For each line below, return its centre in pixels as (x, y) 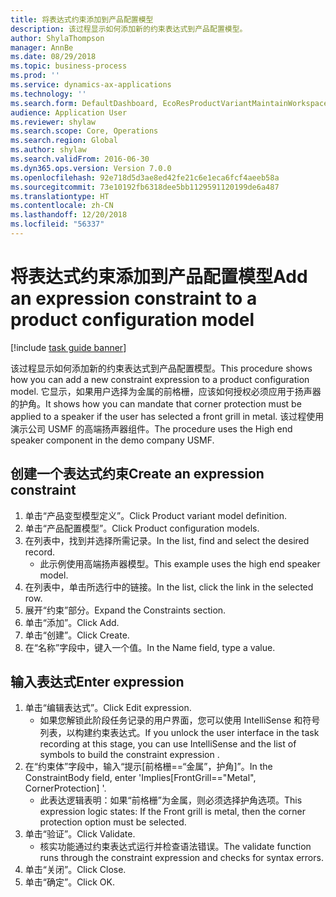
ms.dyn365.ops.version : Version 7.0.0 (91, 168)
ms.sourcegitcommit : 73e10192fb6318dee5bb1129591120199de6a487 (145, 187)
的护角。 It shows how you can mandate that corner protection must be (156, 403)
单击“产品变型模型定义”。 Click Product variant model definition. (155, 515)
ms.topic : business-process (69, 66)
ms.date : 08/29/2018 (53, 57)
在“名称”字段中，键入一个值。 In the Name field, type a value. (150, 647)
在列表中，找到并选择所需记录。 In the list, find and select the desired (167, 540)
